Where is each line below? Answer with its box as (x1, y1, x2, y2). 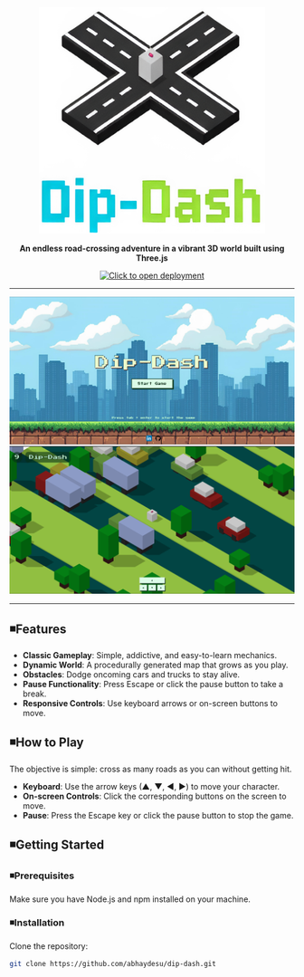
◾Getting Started (9, 838, 105, 853)
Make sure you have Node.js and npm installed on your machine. (9, 894, 252, 905)
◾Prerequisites (9, 869, 75, 882)
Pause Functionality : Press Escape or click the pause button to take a (22, 679, 283, 690)
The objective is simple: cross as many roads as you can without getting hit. (9, 763, 292, 774)
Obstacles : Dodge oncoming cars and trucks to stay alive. (22, 669, 241, 680)
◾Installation (9, 916, 65, 929)
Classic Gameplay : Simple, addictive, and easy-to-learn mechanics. (22, 650, 278, 661)
